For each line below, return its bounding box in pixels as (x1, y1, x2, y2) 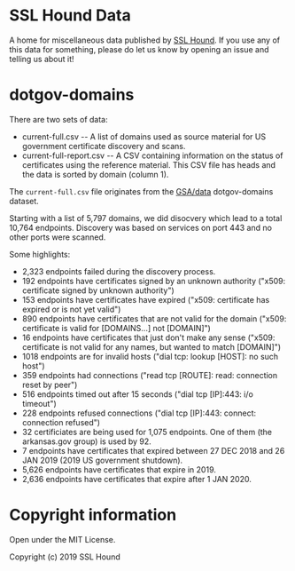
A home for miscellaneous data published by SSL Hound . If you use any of (9, 35, 281, 45)
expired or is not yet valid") (21, 304, 121, 314)
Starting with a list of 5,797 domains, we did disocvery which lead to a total (9, 212, 283, 223)
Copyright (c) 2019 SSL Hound (9, 551, 121, 562)
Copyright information (9, 505, 177, 525)
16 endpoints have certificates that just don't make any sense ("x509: (21, 332, 276, 343)
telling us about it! (9, 53, 74, 64)
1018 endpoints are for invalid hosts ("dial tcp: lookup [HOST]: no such (21, 351, 279, 361)
